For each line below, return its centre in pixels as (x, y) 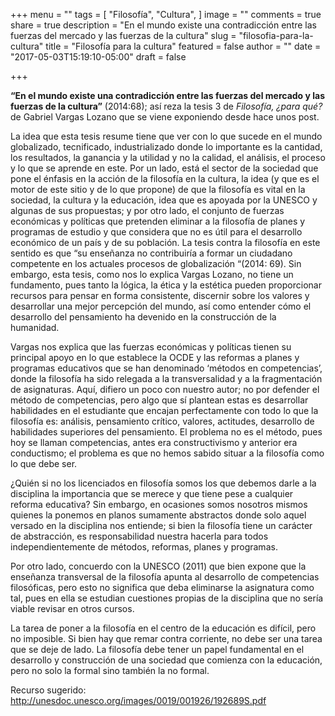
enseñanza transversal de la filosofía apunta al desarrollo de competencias (165, 577)
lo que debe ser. (44, 463)
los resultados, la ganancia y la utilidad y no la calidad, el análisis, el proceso (168, 157)
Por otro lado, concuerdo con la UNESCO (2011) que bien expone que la (158, 566)
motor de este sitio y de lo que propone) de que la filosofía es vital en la (158, 189)
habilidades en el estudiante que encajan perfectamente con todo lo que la (164, 410)
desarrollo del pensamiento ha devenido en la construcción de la (143, 317)
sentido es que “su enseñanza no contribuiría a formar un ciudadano (151, 253)
